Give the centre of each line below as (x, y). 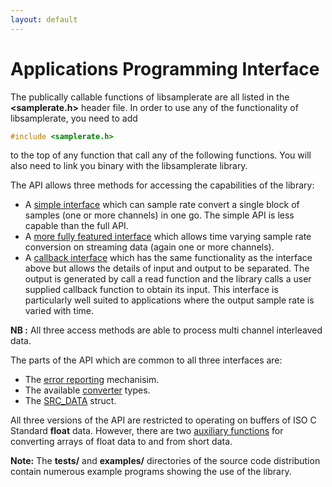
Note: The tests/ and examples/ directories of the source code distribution (165, 461)
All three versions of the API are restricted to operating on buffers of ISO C (163, 420)
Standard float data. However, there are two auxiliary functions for (147, 431)
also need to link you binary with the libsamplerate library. (129, 166)
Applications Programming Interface (165, 68)
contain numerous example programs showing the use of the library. (151, 472)
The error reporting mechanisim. (92, 380)
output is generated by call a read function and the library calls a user (168, 279)
